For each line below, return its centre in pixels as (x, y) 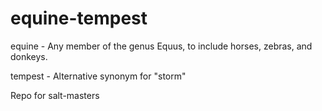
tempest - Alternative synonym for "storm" (98, 76)
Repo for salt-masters (55, 95)
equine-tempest (79, 18)
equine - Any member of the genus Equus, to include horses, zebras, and (161, 46)
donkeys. (29, 56)
